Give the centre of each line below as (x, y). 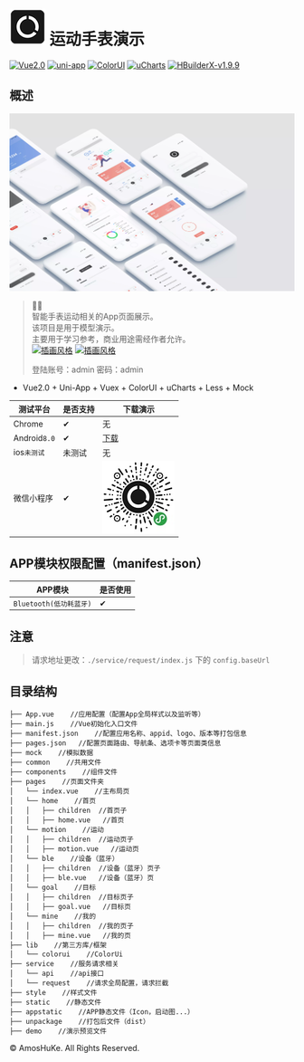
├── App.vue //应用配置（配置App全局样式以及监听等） (107, 714)
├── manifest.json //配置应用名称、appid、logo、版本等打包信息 (128, 733)
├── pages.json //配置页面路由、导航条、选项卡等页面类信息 (115, 743)
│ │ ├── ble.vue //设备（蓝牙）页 (82, 877)
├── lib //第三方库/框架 (58, 945)
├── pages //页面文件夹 (57, 781)
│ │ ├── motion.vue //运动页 (74, 849)
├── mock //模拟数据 (51, 752)
